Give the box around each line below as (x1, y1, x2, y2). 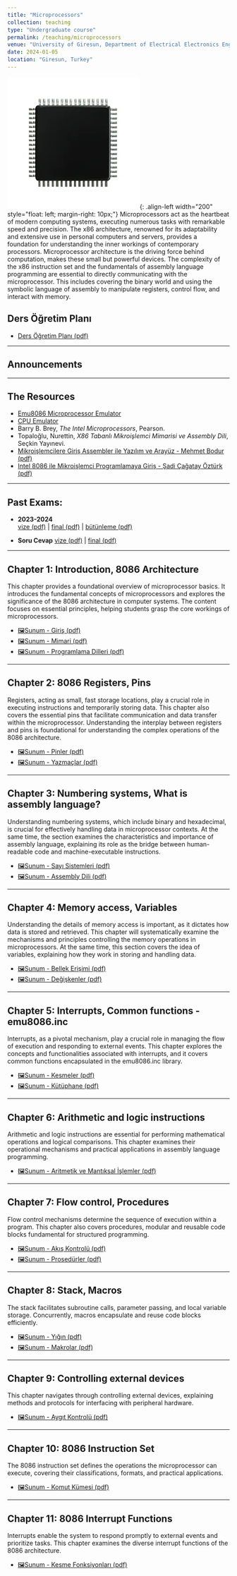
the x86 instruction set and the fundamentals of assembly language (7, 262, 204, 271)
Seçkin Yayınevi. (17, 440, 66, 448)
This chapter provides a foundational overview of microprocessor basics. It (7, 582, 226, 590)
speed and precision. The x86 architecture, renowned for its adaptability (7, 224, 217, 233)
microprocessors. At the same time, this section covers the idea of (7, 942, 200, 952)
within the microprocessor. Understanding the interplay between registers (7, 718, 222, 727)
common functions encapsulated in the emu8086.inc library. (7, 1057, 183, 1065)
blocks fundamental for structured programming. (7, 1230, 150, 1238)
